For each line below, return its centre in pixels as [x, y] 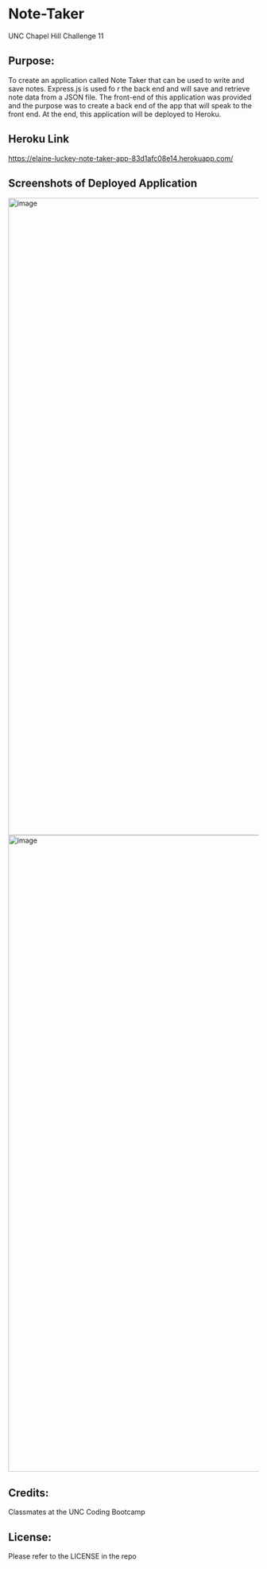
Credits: [29, 1493]
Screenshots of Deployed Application [103, 183]
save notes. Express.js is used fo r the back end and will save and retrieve [129, 88]
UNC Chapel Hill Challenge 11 [56, 36]
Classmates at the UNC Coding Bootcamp [77, 1512]
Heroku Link [39, 139]
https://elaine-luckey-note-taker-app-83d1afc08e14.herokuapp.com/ [121, 158]
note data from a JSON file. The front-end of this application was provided [130, 97]
